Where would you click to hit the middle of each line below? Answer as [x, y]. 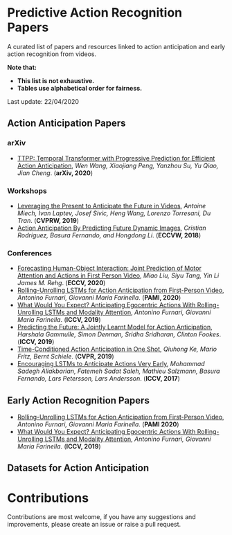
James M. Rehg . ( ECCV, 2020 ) [61, 283]
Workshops [27, 190]
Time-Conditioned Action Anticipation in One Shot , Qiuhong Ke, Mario [117, 349]
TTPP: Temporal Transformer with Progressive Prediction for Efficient [116, 158]
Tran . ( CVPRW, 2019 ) [48, 220]
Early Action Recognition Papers [79, 400]
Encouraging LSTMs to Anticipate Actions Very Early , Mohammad [111, 364]
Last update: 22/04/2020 [43, 101]
